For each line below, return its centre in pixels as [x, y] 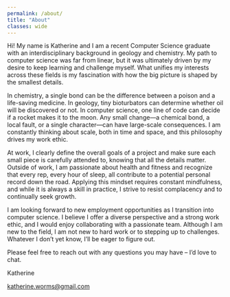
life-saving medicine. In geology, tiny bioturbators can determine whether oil [115, 103]
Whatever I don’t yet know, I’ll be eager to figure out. [81, 239]
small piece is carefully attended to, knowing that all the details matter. [107, 160]
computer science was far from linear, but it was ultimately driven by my [109, 60]
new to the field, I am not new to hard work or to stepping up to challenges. [113, 232]
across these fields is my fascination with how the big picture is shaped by [112, 75]
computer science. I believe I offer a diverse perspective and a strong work [113, 217]
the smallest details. [35, 82]
